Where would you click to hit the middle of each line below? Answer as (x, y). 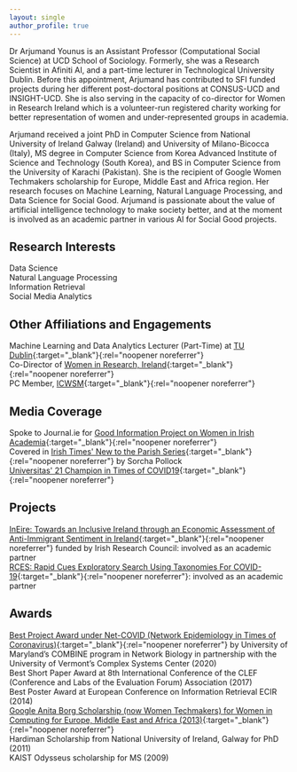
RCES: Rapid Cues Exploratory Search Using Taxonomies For (121, 567)
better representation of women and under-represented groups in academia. (149, 117)
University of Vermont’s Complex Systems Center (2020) (113, 663)
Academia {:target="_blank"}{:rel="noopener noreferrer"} (113, 442)
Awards (31, 614)
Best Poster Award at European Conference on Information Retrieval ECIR (143, 691)
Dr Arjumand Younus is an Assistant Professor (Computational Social (135, 51)
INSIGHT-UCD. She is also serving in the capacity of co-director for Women (147, 98)
